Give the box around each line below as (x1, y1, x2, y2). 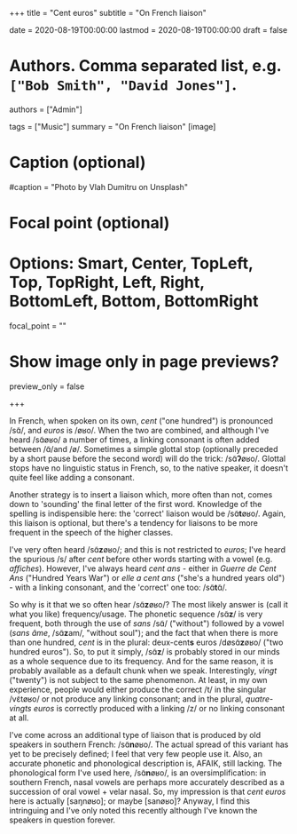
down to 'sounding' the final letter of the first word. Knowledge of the (9, 498, 262, 509)
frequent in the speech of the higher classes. (9, 527, 174, 537)
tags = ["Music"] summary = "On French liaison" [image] (9, 121, 216, 131)
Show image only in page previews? (9, 352, 279, 372)
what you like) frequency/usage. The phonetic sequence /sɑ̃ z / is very (9, 608, 263, 619)
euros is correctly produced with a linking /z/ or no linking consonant (33, 703, 285, 713)
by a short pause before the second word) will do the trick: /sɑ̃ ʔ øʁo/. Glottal (9, 453, 286, 464)
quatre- (245, 693, 273, 704)
